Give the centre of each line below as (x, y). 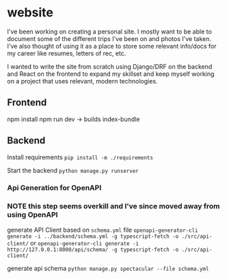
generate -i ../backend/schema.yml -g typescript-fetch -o (93, 236)
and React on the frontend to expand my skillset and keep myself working (111, 74)
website (30, 13)
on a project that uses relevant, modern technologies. (82, 81)
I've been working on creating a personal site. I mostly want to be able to (109, 31)
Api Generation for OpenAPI (54, 188)
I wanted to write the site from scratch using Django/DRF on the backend (110, 66)
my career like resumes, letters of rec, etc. (67, 53)
